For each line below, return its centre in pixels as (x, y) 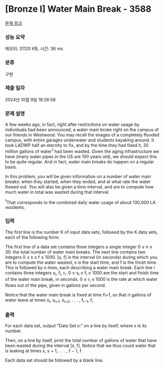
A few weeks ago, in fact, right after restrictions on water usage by (72, 125)
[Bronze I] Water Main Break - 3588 (78, 9)
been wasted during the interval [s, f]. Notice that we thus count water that (80, 345)
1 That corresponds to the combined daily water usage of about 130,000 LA (80, 202)
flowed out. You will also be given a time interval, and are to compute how (80, 186)
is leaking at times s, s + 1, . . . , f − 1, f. (44, 351)
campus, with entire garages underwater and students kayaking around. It (80, 140)
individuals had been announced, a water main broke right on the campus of (82, 130)
